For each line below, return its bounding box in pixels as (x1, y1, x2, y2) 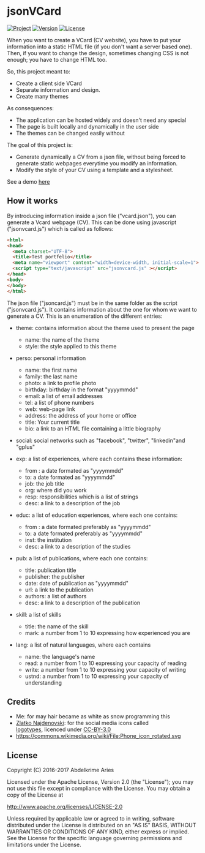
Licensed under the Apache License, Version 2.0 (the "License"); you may (7, 778, 194, 786)
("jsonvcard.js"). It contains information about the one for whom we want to (7, 306, 198, 313)
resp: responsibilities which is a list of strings (24, 493, 138, 500)
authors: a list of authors (24, 592, 87, 599)
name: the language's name (24, 653, 95, 660)
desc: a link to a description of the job (24, 499, 121, 506)
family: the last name (24, 372, 78, 380)
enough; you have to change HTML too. (7, 56, 108, 63)
